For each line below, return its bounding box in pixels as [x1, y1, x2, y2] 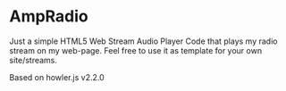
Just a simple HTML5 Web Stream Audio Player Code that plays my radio [9, 36, 278, 46]
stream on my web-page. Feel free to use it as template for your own [9, 45, 262, 55]
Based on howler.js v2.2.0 [9, 71, 105, 82]
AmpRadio [9, 6, 89, 27]
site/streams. [9, 54, 58, 65]
